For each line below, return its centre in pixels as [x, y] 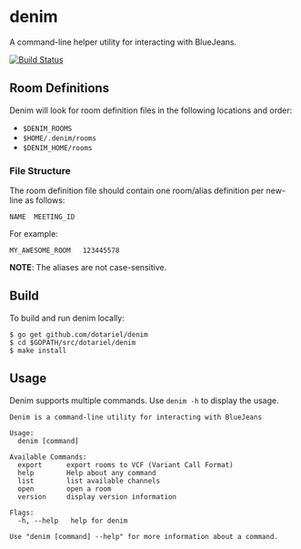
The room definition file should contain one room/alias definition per [137, 191]
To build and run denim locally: [67, 318]
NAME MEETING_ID [42, 217]
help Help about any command [87, 473]
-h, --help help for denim [73, 521]
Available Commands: [49, 457]
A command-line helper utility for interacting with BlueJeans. [123, 42]
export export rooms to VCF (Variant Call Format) [125, 465]
